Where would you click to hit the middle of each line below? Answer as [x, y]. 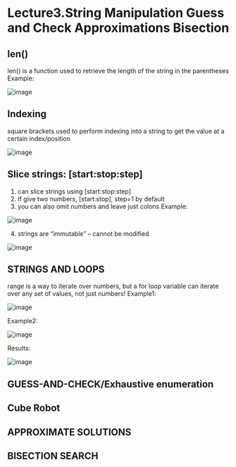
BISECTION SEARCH [53, 456]
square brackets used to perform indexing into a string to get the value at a [116, 131]
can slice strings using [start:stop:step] [74, 191]
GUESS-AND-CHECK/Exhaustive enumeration [111, 384]
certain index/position [39, 138]
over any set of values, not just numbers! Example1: [82, 294]
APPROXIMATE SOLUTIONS [69, 432]
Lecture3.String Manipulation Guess [116, 13]
